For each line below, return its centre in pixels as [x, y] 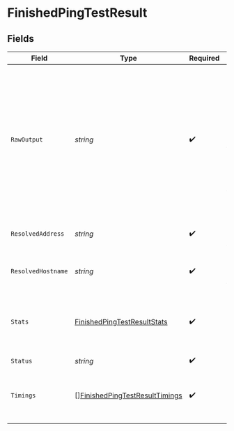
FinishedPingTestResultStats [121, 322]
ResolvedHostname [39, 271]
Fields [21, 39]
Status [22, 361]
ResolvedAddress [38, 234]
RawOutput [27, 140]
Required [204, 58]
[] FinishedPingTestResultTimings [128, 395]
